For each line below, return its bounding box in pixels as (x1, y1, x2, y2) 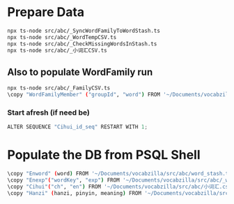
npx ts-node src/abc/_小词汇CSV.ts (7, 47, 107, 54)
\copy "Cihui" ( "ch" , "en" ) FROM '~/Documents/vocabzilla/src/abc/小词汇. (7, 183, 223, 190)
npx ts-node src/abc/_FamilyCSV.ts (7, 85, 111, 92)
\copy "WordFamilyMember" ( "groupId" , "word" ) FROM (7, 92, 160, 99)
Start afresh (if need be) (7, 108, 91, 117)
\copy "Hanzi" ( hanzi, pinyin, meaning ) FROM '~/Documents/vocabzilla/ (7, 189, 219, 196)
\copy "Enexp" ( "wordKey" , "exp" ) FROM (7, 176, 120, 184)
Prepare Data (7, 4, 85, 20)
